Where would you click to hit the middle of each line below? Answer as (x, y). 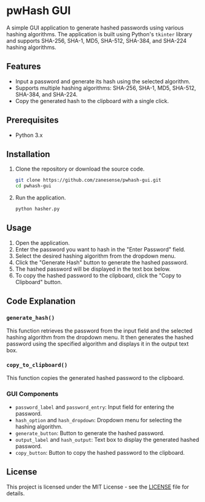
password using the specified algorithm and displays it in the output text (98, 344)
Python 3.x (29, 135)
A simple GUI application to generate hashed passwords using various (95, 28)
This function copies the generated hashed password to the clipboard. (95, 377)
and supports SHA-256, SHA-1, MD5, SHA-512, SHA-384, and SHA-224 (97, 41)
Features (24, 67)
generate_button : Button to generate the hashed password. (90, 433)
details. (16, 493)
